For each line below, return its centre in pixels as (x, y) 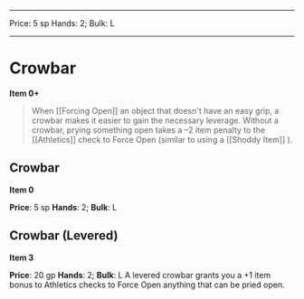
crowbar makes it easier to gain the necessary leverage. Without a (155, 120)
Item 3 (22, 257)
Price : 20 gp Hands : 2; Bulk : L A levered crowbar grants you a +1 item (140, 275)
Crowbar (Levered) (64, 236)
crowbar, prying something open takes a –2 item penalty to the (148, 130)
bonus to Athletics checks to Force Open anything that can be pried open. (147, 285)
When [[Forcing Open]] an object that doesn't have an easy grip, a (155, 110)
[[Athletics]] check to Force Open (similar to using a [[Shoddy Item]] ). (162, 139)
